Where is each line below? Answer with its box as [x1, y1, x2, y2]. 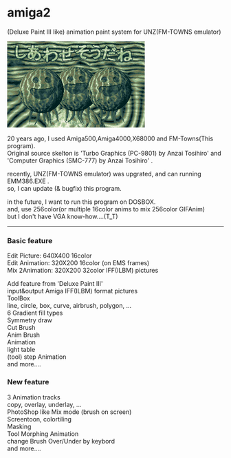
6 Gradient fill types [7, 309, 63, 318]
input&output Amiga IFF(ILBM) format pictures [7, 287, 138, 295]
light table [7, 346, 36, 354]
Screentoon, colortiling [7, 415, 72, 423]
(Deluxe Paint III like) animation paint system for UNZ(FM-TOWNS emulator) [7, 28, 221, 36]
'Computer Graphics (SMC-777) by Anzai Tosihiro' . [7, 156, 153, 165]
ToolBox [7, 294, 31, 302]
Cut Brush [7, 324, 36, 332]
